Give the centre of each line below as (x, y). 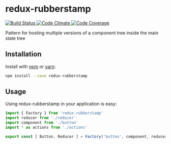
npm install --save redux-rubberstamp (46, 76)
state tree (15, 38)
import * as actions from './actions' (46, 128)
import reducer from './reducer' (41, 118)
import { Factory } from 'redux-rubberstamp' (54, 113)
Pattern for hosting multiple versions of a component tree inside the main (82, 33)
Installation (23, 54)
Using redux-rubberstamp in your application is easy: (61, 104)
